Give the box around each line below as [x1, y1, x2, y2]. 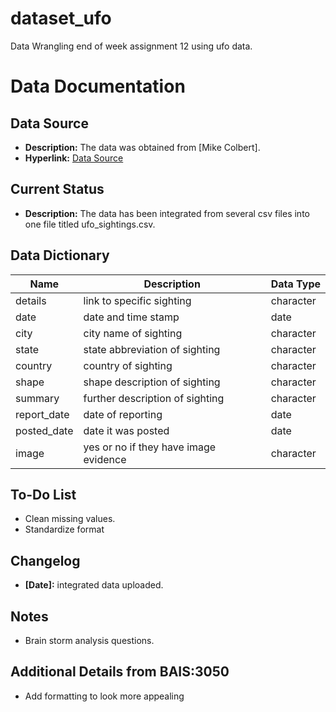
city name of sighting [83, 326, 183, 340]
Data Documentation [10, 75, 186, 98]
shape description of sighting [83, 375, 221, 389]
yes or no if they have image [83, 440, 217, 454]
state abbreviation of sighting [83, 342, 221, 356]
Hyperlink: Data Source [24, 152, 124, 164]
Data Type [270, 277, 322, 291]
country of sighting [83, 358, 173, 372]
